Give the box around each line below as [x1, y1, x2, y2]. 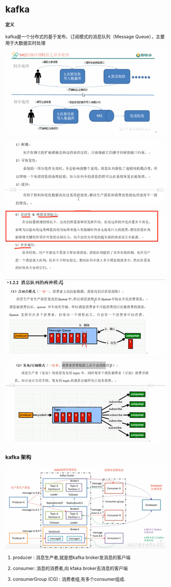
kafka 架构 [5, 453, 32, 461]
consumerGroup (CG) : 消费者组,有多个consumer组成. [12, 576, 126, 582]
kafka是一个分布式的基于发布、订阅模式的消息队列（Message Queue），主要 [5, 34, 165, 40]
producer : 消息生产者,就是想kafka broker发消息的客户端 [12, 554, 131, 560]
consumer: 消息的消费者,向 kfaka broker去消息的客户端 [12, 565, 128, 571]
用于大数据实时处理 [5, 40, 46, 46]
